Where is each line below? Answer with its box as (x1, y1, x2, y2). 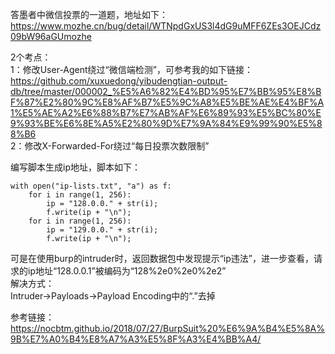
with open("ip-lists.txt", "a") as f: (10, 181, 172, 191)
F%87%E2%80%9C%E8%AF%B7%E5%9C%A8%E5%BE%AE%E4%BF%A (10, 96, 325, 108)
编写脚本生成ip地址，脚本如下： (10, 161, 141, 173)
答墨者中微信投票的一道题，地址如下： (10, 9, 168, 20)
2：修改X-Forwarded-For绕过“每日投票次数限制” (10, 140, 210, 152)
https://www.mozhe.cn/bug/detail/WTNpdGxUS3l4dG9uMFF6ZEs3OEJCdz (10, 20, 322, 32)
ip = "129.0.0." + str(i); (46, 225, 159, 235)
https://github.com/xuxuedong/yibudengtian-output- (10, 75, 228, 87)
